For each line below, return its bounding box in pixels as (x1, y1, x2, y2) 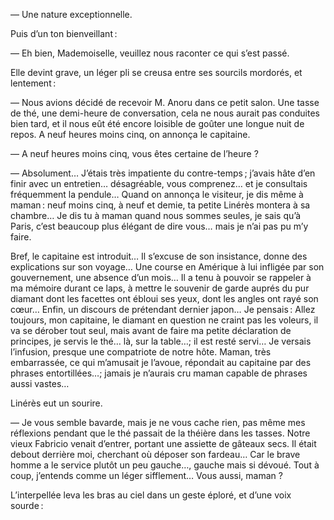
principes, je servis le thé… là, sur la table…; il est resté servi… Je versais (10, 335, 312, 347)
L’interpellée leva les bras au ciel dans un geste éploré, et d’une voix (10, 489, 292, 501)
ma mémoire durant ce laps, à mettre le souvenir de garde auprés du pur (10, 282, 310, 294)
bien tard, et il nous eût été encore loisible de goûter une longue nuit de (10, 118, 305, 129)
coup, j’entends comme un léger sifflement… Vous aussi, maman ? (10, 470, 283, 481)
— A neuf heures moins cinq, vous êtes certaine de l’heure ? (10, 148, 259, 159)
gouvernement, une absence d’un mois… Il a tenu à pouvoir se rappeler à (10, 272, 312, 283)
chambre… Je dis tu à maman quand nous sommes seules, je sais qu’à (10, 210, 302, 221)
